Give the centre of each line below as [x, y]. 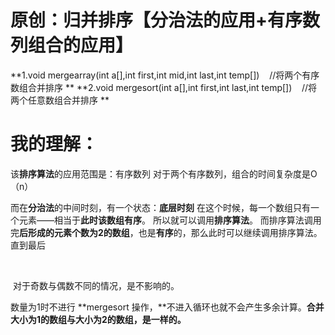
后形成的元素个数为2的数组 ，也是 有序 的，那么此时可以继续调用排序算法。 [171, 232]
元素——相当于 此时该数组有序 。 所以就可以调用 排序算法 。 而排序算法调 [165, 220]
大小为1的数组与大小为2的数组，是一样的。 [98, 319]
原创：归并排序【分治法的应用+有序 [156, 20]
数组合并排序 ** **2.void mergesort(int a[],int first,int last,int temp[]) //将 [164, 87]
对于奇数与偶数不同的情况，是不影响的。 [96, 285]
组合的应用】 [81, 45]
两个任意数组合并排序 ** [60, 100]
